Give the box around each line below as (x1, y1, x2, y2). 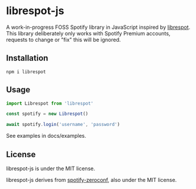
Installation (6, 53, 48, 63)
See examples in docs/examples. (6, 132, 87, 140)
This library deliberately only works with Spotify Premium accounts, (6, 29, 171, 37)
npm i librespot (6, 69, 46, 75)
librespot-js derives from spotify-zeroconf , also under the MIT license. (6, 177, 177, 183)
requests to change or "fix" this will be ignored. (6, 36, 121, 43)
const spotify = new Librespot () (6, 111, 89, 117)
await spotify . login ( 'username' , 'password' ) (6, 122, 120, 128)
